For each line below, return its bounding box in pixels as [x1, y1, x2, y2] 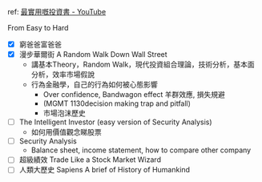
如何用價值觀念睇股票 [30, 127, 102, 137]
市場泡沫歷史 [42, 108, 86, 118]
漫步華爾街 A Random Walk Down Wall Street [18, 50, 167, 59]
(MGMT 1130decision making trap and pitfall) [42, 99, 191, 108]
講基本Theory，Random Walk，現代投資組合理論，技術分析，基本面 [30, 59, 256, 70]
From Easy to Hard [7, 23, 69, 32]
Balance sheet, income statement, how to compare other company [30, 145, 252, 155]
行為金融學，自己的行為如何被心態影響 [30, 79, 158, 90]
